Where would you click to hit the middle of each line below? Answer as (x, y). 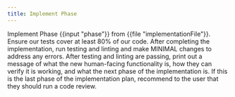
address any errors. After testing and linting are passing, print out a (105, 56)
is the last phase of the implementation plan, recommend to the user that (113, 79)
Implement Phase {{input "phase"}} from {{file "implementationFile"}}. (109, 34)
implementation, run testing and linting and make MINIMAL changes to (110, 48)
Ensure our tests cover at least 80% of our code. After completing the (109, 41)
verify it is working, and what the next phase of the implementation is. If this (117, 71)
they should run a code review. (52, 86)
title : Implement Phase (42, 14)
